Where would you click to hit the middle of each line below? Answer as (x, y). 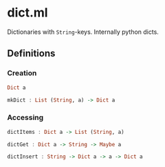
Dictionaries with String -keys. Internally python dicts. (83, 32)
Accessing (25, 117)
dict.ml (27, 13)
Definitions (31, 53)
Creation (22, 73)
